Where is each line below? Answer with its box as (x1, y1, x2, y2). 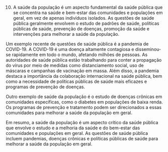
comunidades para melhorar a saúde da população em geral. (6, 110, 133, 116)
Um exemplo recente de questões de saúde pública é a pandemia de (6, 41, 149, 47)
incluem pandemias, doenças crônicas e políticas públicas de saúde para (6, 136, 158, 141)
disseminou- (135, 46, 161, 52)
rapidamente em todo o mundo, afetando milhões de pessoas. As (12, 52, 148, 58)
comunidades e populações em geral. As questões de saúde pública (6, 130, 148, 136)
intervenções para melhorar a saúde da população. (13, 31, 120, 37)
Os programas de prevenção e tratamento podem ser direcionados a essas (6, 105, 162, 110)
